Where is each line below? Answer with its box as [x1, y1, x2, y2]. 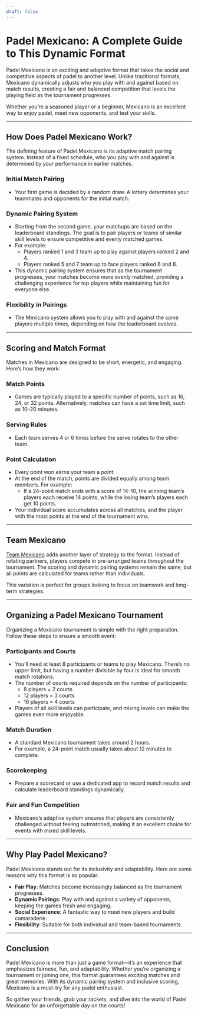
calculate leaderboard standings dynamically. [14, 786, 126, 793]
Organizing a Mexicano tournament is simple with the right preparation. [6, 626, 179, 633]
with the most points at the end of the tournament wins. [14, 513, 150, 520]
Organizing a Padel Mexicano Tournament [6, 610, 164, 620]
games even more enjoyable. [14, 711, 85, 718]
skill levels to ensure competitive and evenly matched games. [14, 235, 164, 243]
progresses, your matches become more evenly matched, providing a [14, 273, 184, 280]
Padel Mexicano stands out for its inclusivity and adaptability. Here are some [6, 865, 192, 872]
